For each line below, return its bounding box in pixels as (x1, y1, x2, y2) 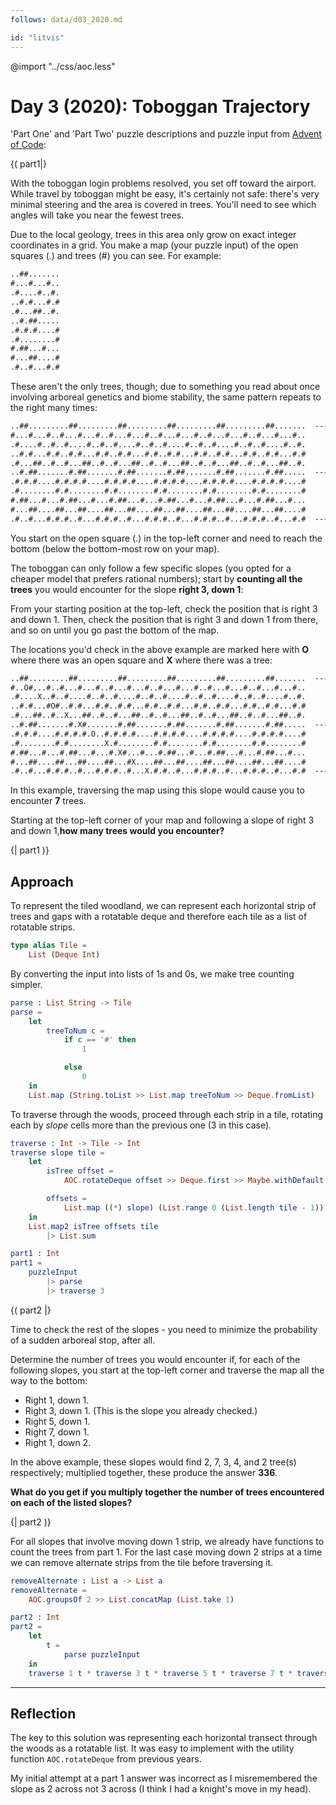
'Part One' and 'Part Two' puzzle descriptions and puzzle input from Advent (10, 128, 322, 140)
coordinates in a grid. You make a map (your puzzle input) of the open (10, 239, 299, 251)
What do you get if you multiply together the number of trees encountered (10, 1486, 325, 1498)
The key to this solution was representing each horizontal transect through (10, 1732, 318, 1744)
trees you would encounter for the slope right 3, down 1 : (10, 583, 244, 595)
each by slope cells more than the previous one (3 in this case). (10, 1119, 272, 1131)
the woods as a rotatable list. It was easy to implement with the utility (10, 1742, 295, 1755)
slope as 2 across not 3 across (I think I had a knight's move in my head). (10, 1783, 312, 1795)
